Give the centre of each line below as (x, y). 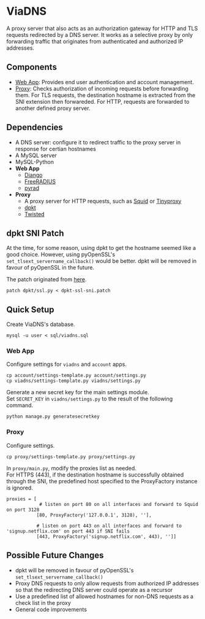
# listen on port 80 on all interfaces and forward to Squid (119, 504)
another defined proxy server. (53, 108)
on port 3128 (23, 510)
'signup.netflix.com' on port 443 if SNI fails (68, 531)
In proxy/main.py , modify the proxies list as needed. (71, 468)
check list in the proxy (43, 602)
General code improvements (51, 609)
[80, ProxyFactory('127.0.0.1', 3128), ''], (94, 515)
